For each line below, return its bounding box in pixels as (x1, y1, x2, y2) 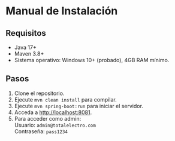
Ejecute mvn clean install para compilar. (14, 96, 117, 103)
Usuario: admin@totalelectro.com (14, 121, 96, 128)
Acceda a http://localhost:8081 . (14, 109, 92, 116)
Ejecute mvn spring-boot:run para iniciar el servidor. (14, 102, 143, 109)
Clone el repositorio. (14, 90, 65, 97)
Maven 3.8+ (14, 50, 44, 57)
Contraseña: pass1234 (14, 127, 68, 135)
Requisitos (5, 28, 46, 38)
